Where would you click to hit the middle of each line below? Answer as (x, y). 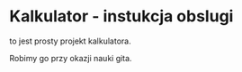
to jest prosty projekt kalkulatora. (71, 41)
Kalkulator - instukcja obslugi (121, 16)
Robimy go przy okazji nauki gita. (71, 58)
